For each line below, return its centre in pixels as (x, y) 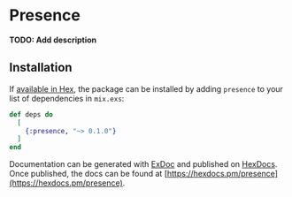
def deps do (31, 114)
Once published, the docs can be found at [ (88, 174)
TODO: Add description (53, 40)
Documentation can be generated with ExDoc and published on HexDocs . (143, 164)
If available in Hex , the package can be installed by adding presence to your (146, 88)
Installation (41, 68)
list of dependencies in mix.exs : (67, 98)
